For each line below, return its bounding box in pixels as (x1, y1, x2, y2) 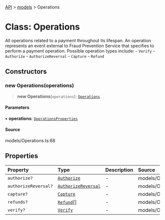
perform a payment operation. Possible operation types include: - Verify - (5, 48, 156, 54)
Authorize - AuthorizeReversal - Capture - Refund (5, 53, 105, 59)
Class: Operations (5, 22, 80, 32)
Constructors (5, 67, 47, 76)
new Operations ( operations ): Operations (17, 93, 100, 99)
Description (105, 166, 134, 173)
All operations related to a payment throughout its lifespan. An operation (5, 37, 151, 43)
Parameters (5, 105, 29, 110)
